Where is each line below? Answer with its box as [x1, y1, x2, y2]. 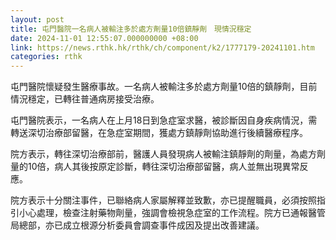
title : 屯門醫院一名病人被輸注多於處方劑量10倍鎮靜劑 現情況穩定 [10, 24, 252, 34]
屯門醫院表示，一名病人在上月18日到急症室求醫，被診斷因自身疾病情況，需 [10, 114, 318, 126]
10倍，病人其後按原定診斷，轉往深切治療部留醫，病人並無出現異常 [27, 161, 300, 173]
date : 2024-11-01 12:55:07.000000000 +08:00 [10, 33, 199, 43]
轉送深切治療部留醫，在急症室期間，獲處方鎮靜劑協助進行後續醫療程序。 [10, 127, 308, 139]
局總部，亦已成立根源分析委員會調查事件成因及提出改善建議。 [10, 219, 265, 231]
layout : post [10, 14, 65, 25]
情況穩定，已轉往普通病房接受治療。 [10, 93, 160, 105]
